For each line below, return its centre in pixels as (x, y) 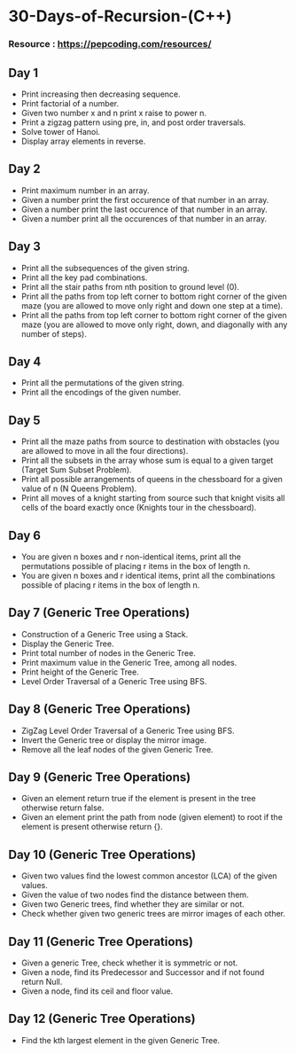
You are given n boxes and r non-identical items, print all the (131, 557)
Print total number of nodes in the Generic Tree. (108, 652)
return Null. (42, 982)
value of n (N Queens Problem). (79, 488)
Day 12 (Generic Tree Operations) (102, 1019)
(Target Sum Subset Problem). (76, 470)
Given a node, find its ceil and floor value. (97, 991)
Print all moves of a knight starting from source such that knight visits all (153, 498)
